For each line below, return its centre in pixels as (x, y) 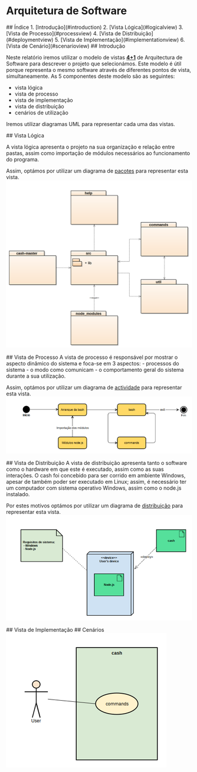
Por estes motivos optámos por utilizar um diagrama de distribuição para (95, 506)
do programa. (23, 159)
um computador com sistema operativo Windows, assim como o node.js (94, 488)
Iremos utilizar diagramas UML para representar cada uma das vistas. (91, 124)
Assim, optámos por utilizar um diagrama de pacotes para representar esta (97, 171)
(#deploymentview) (30, 39)
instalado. (18, 494)
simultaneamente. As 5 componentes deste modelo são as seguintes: (91, 76)
